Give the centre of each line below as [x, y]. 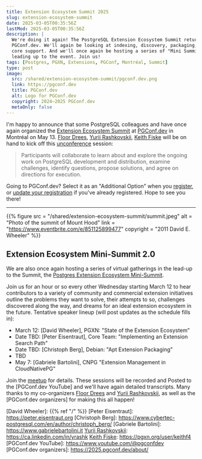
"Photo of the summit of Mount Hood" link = [61, 222]
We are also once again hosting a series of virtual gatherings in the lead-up [99, 269]
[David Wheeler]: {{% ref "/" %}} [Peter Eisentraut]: [70, 411]
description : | [25, 34]
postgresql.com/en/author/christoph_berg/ [59, 424]
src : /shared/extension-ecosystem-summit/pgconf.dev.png [84, 79]
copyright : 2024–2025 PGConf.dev [54, 101]
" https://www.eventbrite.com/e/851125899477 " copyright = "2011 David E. [98, 229]
